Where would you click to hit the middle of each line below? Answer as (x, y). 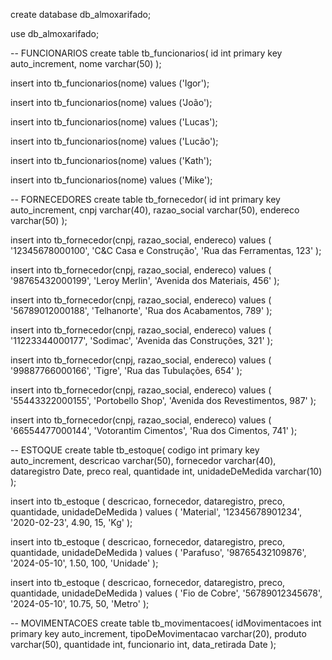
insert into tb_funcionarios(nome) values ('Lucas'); (114, 122)
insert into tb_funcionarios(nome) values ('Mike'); (111, 180)
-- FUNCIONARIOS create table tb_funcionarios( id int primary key (146, 53)
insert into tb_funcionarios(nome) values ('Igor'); (110, 83)
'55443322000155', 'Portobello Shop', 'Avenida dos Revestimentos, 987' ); (163, 400)
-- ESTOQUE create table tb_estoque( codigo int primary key (135, 450)
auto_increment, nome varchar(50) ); (86, 63)
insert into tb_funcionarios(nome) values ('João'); (111, 102)
